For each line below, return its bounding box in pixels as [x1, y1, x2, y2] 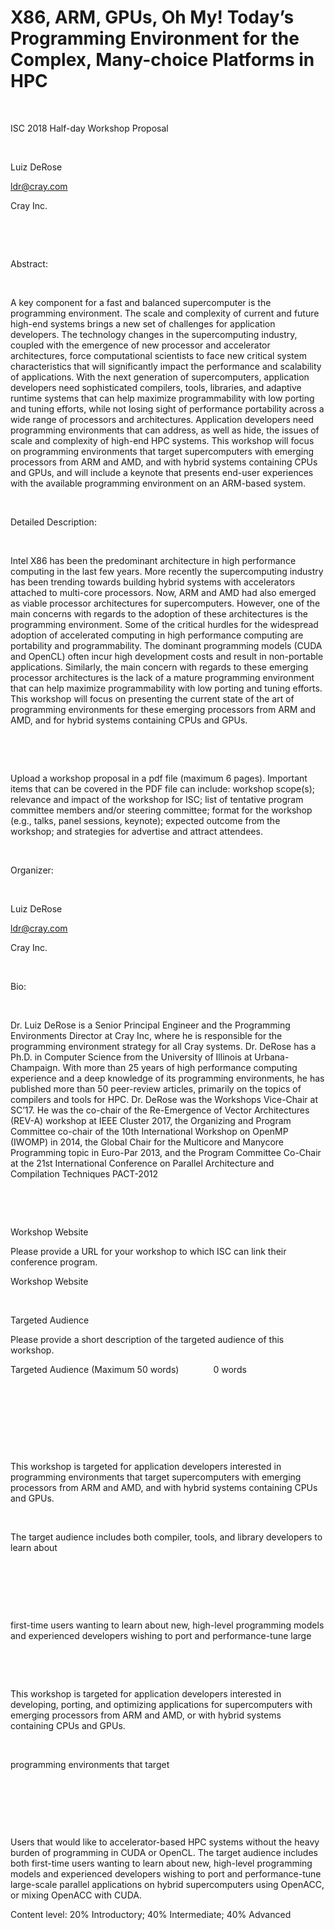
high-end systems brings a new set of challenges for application [10, 317, 276, 330]
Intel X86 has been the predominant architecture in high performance [10, 554, 297, 566]
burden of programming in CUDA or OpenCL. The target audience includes [10, 1846, 318, 1858]
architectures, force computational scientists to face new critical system [10, 349, 307, 361]
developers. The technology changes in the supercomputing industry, [10, 328, 298, 340]
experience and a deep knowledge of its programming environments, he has [10, 1072, 325, 1084]
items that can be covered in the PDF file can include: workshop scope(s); [10, 782, 316, 795]
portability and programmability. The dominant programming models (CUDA [10, 639, 323, 651]
